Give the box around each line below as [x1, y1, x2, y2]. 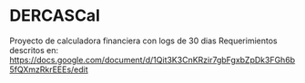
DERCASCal [9, 5, 100, 26]
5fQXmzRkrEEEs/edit [9, 64, 88, 75]
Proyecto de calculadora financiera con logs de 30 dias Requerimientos [9, 35, 278, 46]
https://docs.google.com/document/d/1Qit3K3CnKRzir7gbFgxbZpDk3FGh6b [9, 54, 296, 65]
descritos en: [9, 44, 59, 55]
